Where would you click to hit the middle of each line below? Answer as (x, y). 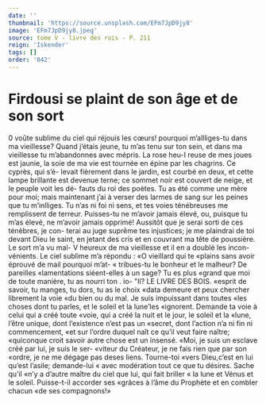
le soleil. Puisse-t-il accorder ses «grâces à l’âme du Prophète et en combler (133, 382)
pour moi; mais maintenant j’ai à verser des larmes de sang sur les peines (128, 197)
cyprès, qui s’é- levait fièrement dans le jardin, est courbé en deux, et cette (131, 171)
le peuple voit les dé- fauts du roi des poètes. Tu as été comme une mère (128, 188)
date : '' (23, 15)
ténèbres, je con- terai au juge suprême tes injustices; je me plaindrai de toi (131, 230)
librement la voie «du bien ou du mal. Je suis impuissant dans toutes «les (128, 297)
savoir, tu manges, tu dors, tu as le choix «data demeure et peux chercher (129, 290)
